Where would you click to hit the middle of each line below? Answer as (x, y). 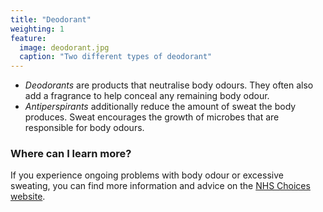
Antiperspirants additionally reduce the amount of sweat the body (160, 107)
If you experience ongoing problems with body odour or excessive (147, 175)
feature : (28, 38)
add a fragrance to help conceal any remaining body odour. (147, 96)
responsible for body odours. (84, 128)
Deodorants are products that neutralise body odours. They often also (169, 85)
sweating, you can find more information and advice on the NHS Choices (160, 186)
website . (28, 197)
